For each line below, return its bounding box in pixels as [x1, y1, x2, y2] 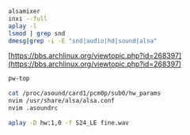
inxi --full [8, 14, 47, 23]
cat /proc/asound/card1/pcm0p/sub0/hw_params [8, 89, 161, 98]
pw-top [8, 75, 30, 83]
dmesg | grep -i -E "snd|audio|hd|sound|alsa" [8, 36, 158, 45]
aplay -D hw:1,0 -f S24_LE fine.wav [8, 118, 129, 126]
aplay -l [8, 22, 37, 30]
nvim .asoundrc [8, 103, 59, 112]
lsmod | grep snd [8, 29, 66, 37]
